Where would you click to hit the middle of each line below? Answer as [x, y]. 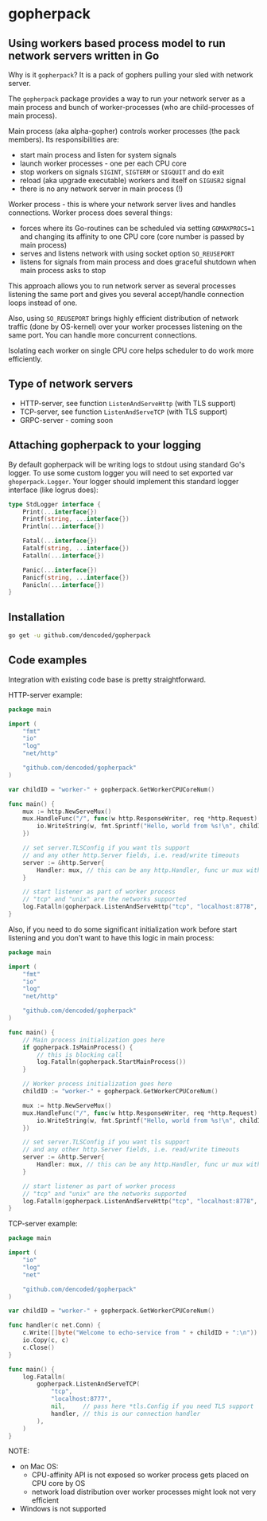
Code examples [48, 661]
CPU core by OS [58, 1484]
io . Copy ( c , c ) [46, 1340]
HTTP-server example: [46, 694]
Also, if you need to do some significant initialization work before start [123, 929]
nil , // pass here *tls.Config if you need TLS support [152, 1406]
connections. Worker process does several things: [91, 213]
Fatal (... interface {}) [60, 541]
